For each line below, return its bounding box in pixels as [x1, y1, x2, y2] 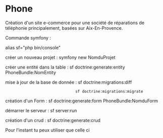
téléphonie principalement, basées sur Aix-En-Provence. [5, 25, 123, 31]
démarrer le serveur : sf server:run [5, 107, 77, 113]
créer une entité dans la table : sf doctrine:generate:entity [5, 64, 125, 70]
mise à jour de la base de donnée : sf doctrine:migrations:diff [5, 79, 132, 85]
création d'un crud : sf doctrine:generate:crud [5, 117, 101, 123]
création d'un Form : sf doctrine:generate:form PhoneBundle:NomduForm [5, 98, 158, 104]
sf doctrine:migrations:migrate [75, 89, 143, 94]
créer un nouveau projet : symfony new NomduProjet [5, 54, 116, 60]
